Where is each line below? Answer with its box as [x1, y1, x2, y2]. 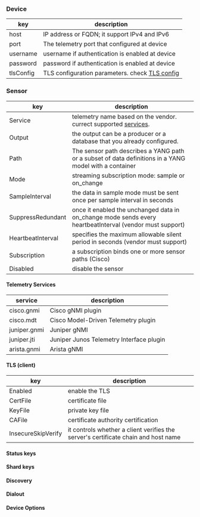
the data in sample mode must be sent [71, 188, 179, 197]
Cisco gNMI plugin [49, 306, 102, 314]
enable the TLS [67, 387, 110, 395]
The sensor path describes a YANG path [71, 147, 185, 155]
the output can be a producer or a [71, 129, 167, 138]
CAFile [9, 416, 28, 424]
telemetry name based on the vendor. [71, 112, 177, 120]
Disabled [9, 264, 34, 273]
